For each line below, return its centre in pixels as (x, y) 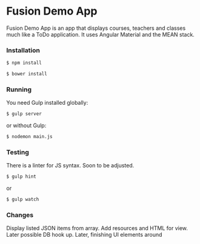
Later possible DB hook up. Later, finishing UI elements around (84, 235)
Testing (18, 152)
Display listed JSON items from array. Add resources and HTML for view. (97, 228)
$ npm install (24, 63)
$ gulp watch (23, 200)
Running (19, 89)
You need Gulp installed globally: (47, 103)
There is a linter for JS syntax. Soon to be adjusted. (70, 166)
